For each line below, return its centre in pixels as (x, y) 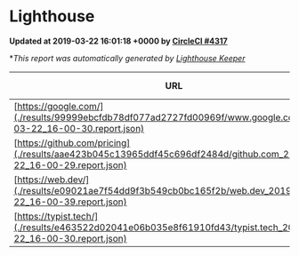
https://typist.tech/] (58, 216)
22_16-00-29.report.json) (70, 164)
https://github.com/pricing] (74, 142)
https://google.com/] (61, 106)
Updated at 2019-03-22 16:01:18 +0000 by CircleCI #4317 (119, 41)
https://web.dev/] (53, 180)
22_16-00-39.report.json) (70, 202)
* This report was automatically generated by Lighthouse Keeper (127, 58)
